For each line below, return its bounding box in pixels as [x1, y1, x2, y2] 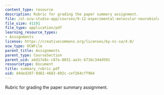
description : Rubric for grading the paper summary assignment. [5, 12, 139, 17]
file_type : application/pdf [5, 25, 62, 30]
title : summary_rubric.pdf [5, 67, 60, 71]
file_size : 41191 [5, 21, 41, 26]
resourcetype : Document [5, 62, 54, 67]
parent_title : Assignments [5, 48, 60, 53]
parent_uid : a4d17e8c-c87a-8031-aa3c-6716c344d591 [5, 57, 110, 62]
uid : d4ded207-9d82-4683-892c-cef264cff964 [5, 71, 95, 76]
